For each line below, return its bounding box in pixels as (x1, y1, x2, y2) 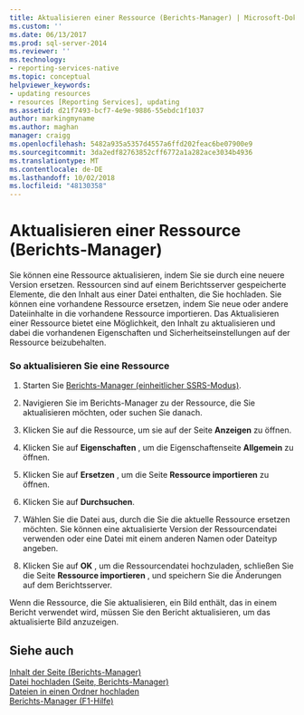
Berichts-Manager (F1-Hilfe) (9, 696, 114, 707)
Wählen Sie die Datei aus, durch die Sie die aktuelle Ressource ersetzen (22, 514, 290, 525)
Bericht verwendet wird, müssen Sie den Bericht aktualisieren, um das (9, 607, 271, 618)
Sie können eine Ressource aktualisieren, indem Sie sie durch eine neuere (9, 270, 285, 281)
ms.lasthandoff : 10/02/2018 (9, 173, 116, 182)
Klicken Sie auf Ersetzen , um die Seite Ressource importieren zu (22, 470, 270, 481)
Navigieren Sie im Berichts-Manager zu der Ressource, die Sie (22, 397, 256, 408)
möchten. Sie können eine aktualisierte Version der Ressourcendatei (22, 524, 278, 535)
